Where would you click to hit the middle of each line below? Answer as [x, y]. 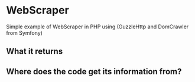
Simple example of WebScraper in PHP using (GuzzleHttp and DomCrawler [97, 27]
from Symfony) [25, 32]
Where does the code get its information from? [94, 71]
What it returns [35, 52]
